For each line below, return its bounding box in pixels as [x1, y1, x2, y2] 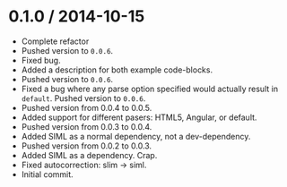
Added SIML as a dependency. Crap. [21, 149, 158, 160]
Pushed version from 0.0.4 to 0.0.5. [21, 102, 152, 113]
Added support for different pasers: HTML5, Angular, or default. [21, 112, 257, 123]
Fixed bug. [21, 55, 61, 65]
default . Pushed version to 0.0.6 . [21, 92, 146, 104]
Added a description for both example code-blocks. [21, 64, 213, 75]
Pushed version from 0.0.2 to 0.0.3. [21, 140, 152, 151]
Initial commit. [21, 168, 74, 180]
